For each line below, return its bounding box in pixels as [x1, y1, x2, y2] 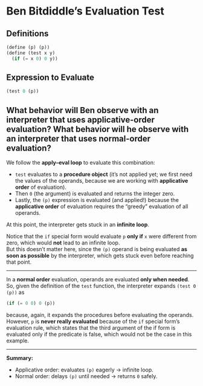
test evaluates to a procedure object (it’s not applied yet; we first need [14, 171, 193, 178]
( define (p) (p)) [6, 44, 50, 50]
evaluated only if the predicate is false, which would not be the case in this [6, 331, 192, 338]
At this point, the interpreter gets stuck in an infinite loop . [6, 221, 149, 228]
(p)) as [6, 289, 25, 296]
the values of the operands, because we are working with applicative [14, 177, 188, 185]
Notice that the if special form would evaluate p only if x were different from [6, 233, 197, 240]
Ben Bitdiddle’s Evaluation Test [6, 4, 164, 18]
